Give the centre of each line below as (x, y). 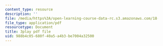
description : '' (21, 14)
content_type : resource (29, 9)
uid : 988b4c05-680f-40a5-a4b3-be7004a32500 (50, 36)
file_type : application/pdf (33, 23)
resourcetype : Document (29, 27)
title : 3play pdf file (28, 32)
